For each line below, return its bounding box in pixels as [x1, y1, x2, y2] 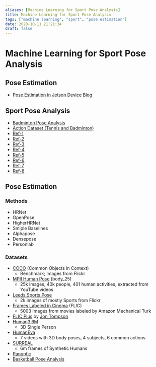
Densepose [12, 236, 37, 242]
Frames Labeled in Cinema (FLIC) [12, 303, 82, 309]
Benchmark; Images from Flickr [20, 270, 86, 276]
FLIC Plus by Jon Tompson [12, 313, 68, 319]
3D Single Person [20, 324, 56, 330]
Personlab [12, 241, 34, 247]
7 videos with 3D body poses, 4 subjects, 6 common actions [20, 334, 146, 340]
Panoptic [12, 350, 31, 356]
